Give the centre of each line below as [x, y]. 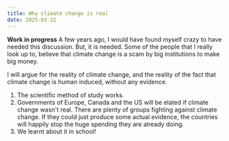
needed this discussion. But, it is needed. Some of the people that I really [110, 47]
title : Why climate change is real [58, 13]
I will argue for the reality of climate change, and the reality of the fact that [112, 74]
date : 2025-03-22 [32, 20]
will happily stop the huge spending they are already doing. [100, 124]
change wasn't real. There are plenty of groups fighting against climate [117, 110]
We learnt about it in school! [56, 131]
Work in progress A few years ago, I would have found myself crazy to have [114, 39]
